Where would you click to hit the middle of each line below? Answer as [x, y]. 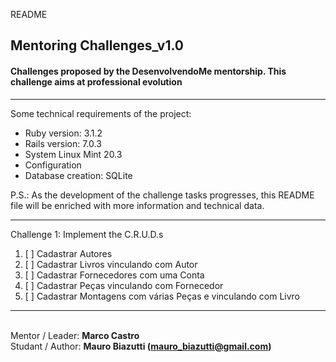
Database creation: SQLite [78, 175]
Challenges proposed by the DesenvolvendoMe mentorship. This [148, 71]
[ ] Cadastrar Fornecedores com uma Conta [114, 275]
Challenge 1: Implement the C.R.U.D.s [87, 234]
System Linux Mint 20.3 [73, 154]
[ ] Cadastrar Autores [68, 253]
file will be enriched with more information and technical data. [137, 205]
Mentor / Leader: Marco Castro [75, 335]
